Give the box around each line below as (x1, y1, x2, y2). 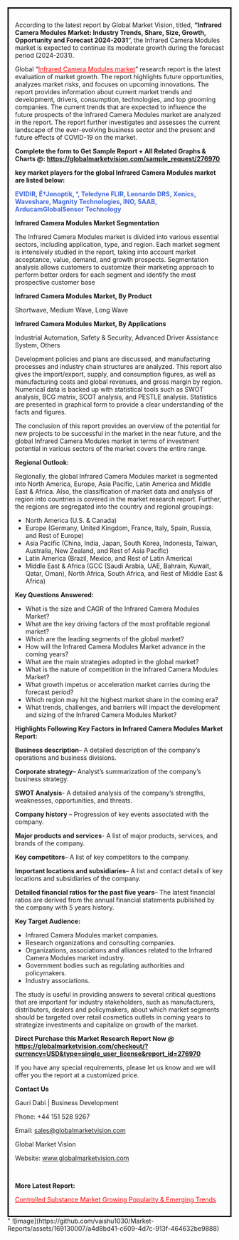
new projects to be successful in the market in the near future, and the (15, 430, 222, 437)
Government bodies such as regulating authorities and (25, 961, 185, 970)
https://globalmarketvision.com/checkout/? (15, 1042, 149, 1050)
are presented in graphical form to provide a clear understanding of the (15, 400, 224, 409)
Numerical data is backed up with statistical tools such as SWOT (15, 385, 204, 393)
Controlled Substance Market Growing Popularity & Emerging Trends (15, 1195, 216, 1204)
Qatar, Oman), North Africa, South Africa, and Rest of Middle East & (25, 569, 223, 577)
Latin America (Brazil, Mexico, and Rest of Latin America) (25, 554, 193, 562)
